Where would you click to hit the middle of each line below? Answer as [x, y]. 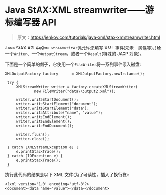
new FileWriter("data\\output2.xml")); [75, 91]
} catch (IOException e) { [35, 156]
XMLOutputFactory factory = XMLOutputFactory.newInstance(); [75, 74]
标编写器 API [31, 23]
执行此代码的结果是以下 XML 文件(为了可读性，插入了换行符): [67, 174]
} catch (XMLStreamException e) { [43, 147]
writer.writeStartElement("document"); [57, 104]
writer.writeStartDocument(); [47, 99]
